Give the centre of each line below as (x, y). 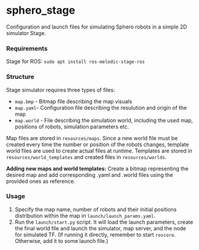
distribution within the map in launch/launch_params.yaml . (85, 216)
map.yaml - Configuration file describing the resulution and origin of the (101, 107)
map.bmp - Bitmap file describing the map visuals (73, 101)
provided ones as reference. (41, 181)
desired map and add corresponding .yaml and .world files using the (90, 175)
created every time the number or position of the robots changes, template (97, 144)
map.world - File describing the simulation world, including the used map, (104, 120)
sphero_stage (41, 10)
